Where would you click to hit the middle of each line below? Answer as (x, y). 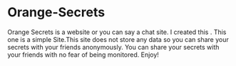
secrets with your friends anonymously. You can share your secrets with (113, 47)
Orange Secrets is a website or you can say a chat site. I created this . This (117, 32)
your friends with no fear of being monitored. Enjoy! (83, 55)
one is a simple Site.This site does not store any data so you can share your (118, 39)
